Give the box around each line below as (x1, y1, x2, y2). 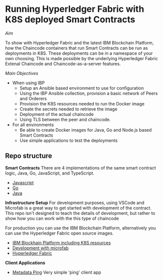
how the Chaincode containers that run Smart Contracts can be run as (5, 45, 148, 51)
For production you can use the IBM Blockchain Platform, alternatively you (5, 225, 156, 231)
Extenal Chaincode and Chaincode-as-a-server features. (5, 61, 121, 67)
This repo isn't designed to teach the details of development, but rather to (5, 210, 156, 216)
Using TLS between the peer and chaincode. (19, 116, 111, 122)
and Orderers (19, 95, 47, 102)
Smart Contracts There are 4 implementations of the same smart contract (5, 165, 157, 171)
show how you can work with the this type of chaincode (5, 215, 120, 221)
